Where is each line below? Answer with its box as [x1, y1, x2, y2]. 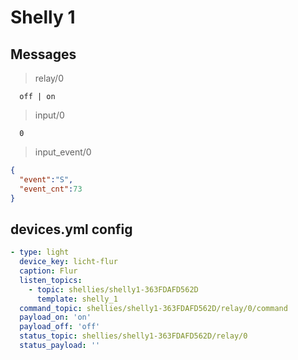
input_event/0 [34, 146, 92, 158]
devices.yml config [10, 221, 133, 238]
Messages [10, 46, 77, 63]
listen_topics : [19, 275, 83, 285]
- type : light [10, 247, 70, 258]
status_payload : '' [19, 341, 101, 351]
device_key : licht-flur [19, 257, 118, 267]
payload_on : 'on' [19, 312, 92, 323]
